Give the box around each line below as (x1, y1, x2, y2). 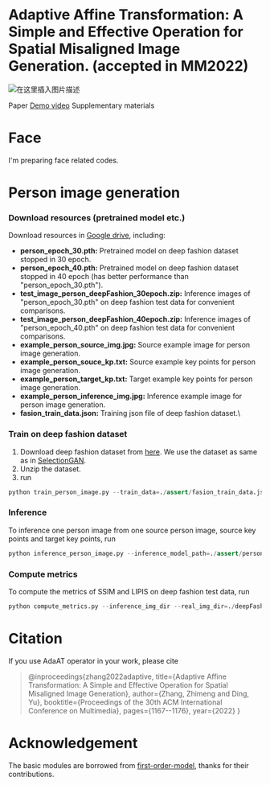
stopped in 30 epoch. (19, 255, 92, 265)
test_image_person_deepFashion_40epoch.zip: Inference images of (19, 314, 251, 324)
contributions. (8, 769, 55, 779)
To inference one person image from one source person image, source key (8, 525, 256, 535)
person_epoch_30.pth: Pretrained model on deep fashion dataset (19, 246, 239, 256)
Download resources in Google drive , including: (8, 231, 166, 240)
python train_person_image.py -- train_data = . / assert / (8, 488, 193, 496)
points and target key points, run (8, 533, 117, 544)
